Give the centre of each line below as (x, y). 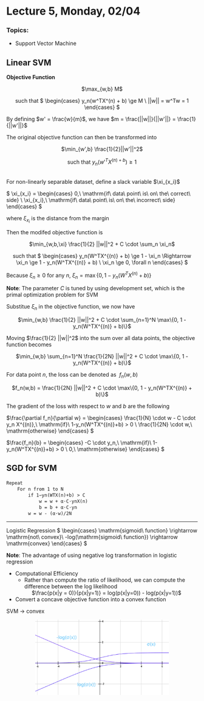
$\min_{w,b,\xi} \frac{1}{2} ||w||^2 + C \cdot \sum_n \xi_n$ (102, 244)
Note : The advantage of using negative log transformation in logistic (92, 555)
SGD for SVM (32, 468)
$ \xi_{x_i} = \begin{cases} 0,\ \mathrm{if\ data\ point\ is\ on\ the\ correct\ (99, 194)
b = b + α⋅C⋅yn (58, 507)
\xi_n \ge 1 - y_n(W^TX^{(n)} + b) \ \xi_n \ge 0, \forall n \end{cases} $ (102, 262)
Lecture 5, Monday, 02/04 (73, 11)
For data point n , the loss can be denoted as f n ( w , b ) (72, 375)
